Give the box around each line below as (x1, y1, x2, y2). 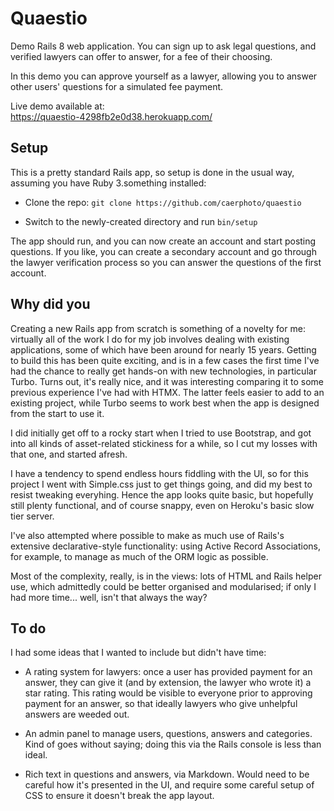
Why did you (10, 296, 91, 313)
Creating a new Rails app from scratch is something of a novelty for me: (10, 322, 306, 334)
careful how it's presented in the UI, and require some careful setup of (24, 779, 315, 791)
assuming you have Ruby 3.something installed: (10, 177, 207, 189)
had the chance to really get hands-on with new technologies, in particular (10, 365, 317, 377)
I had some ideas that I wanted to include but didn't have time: (10, 647, 267, 659)
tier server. (10, 510, 55, 522)
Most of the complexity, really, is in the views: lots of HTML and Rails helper (10, 570, 322, 582)
